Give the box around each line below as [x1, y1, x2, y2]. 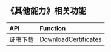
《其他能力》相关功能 [6, 5, 86, 16]
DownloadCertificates [39, 35, 102, 44]
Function [39, 24, 66, 32]
